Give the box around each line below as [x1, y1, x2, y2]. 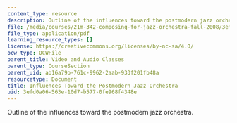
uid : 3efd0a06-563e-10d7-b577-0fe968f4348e [7, 89, 138, 96]
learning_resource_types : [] [7, 37, 93, 44]
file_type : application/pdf [7, 30, 90, 37]
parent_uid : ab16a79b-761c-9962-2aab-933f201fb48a [7, 69, 159, 76]
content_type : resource [7, 10, 78, 18]
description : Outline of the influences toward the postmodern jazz [7, 17, 213, 24]
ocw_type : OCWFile [7, 50, 61, 57]
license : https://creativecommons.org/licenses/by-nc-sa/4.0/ [7, 43, 194, 50]
